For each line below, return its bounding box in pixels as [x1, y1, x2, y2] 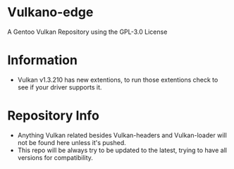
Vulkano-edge [7, 4, 94, 20]
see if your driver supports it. [17, 82, 102, 92]
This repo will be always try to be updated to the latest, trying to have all [17, 146, 228, 154]
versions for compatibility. [17, 153, 94, 162]
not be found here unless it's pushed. [17, 138, 127, 146]
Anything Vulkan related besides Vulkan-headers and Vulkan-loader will [17, 131, 227, 139]
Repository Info [7, 108, 100, 124]
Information [7, 52, 78, 68]
